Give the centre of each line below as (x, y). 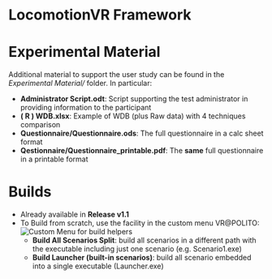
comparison (40, 125)
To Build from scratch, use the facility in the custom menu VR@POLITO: (140, 223)
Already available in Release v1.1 (75, 215)
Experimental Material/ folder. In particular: (80, 84)
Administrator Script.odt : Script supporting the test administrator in (134, 99)
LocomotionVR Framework (100, 15)
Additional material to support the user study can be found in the (117, 75)
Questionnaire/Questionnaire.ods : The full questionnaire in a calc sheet (142, 133)
